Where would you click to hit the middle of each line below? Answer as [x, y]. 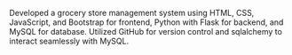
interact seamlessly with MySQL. [69, 41]
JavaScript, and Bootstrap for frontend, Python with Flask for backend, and [146, 22]
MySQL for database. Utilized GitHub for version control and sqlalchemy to [146, 31]
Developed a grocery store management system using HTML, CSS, [132, 13]
